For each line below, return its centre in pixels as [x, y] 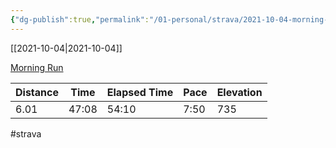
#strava [26, 133]
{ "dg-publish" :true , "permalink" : [80, 19]
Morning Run [37, 67]
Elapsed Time [140, 92]
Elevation [239, 92]
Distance [37, 92]
